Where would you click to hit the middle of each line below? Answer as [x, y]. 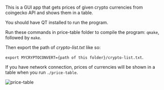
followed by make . [23, 38]
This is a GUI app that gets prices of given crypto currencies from [74, 7]
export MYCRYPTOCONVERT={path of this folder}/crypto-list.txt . [74, 57]
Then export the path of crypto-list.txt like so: [53, 47]
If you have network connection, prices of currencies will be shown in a [80, 67]
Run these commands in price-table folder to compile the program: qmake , [82, 32]
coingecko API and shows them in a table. [49, 13]
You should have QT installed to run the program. [57, 22]
